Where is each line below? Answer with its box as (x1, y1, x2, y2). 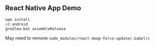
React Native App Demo (5, 4, 81, 12)
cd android (5, 22, 28, 27)
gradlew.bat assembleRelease (5, 26, 66, 31)
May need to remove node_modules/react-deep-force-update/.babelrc (5, 35, 150, 41)
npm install (5, 17, 30, 22)
